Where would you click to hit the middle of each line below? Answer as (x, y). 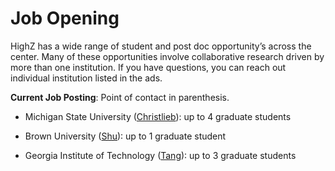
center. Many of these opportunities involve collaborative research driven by (167, 56)
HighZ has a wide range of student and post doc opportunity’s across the (161, 46)
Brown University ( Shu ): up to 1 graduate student (125, 136)
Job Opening (65, 18)
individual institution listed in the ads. (86, 78)
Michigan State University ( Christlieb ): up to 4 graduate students (158, 116)
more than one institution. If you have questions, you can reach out (148, 67)
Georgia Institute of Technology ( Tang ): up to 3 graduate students (160, 155)
